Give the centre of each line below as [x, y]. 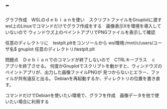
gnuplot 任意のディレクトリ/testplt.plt [56, 49]
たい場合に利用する [29, 101]
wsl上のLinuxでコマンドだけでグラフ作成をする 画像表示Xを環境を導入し [81, 26]
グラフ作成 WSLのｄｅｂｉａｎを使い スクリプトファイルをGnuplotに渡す [83, 19]
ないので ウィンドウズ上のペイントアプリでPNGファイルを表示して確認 [82, 32]
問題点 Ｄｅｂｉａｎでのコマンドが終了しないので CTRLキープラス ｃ [81, 59]
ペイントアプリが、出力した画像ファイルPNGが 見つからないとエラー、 [78, 72]
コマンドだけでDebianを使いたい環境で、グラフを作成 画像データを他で [80, 95]
